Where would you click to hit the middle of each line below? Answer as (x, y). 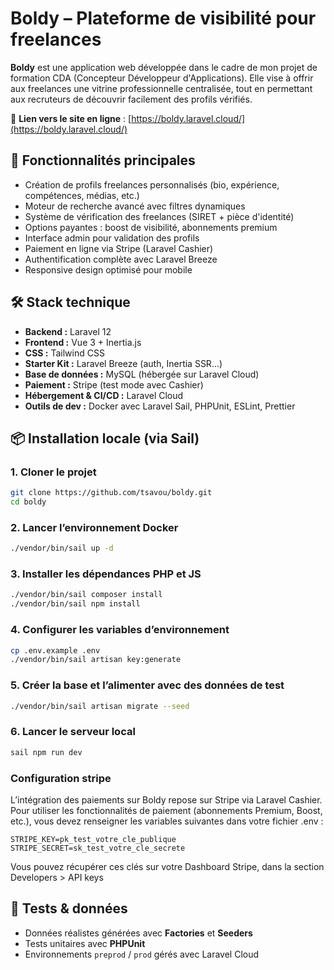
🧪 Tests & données (69, 908)
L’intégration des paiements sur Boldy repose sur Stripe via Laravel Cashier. (166, 799)
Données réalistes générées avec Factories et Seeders (138, 933)
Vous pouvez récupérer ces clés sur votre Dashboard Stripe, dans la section (167, 866)
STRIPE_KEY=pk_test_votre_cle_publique (93, 839)
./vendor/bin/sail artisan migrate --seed (100, 706)
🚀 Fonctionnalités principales (103, 160)
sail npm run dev (46, 752)
